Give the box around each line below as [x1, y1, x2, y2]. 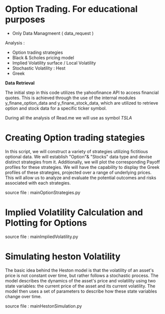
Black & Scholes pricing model [12, 54, 74, 60]
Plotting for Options [5, 217, 87, 229]
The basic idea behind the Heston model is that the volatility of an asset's [5, 267, 154, 273]
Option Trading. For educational [5, 3, 138, 15]
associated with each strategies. [5, 180, 71, 186]
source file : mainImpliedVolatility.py [5, 234, 78, 239]
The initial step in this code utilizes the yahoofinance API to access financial [5, 89, 159, 95]
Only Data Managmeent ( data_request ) [12, 30, 94, 36]
